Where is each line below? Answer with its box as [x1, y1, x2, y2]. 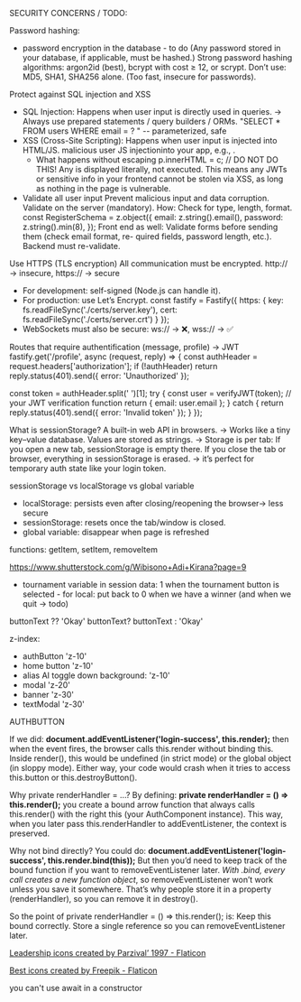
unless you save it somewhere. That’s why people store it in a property [9, 884, 272, 895]
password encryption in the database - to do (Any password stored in [22, 42, 281, 53]
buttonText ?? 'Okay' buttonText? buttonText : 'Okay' [9, 616, 204, 626]
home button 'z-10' [22, 661, 94, 671]
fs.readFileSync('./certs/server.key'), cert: [22, 304, 178, 315]
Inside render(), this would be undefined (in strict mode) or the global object [9, 753, 292, 764]
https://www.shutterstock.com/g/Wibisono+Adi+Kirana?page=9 [9, 561, 247, 572]
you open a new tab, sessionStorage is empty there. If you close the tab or [9, 444, 287, 454]
